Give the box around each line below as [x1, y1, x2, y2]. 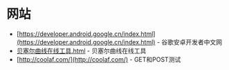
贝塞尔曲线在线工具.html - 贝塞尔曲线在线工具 [16, 46, 147, 55]
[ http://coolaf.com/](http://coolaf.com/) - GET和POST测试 [16, 55, 181, 63]
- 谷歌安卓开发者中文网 [156, 37, 223, 46]
